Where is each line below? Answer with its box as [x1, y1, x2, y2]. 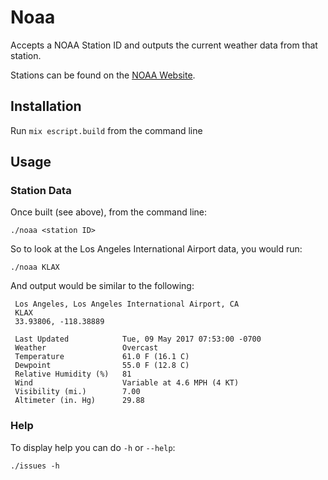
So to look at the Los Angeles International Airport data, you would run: [10, 243, 303, 255]
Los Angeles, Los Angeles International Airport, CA [14, 299, 240, 310]
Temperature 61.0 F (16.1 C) [14, 352, 190, 362]
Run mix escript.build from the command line [10, 124, 203, 136]
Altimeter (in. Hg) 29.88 [14, 396, 145, 406]
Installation [10, 98, 82, 115]
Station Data [10, 184, 72, 198]
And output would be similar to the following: [10, 280, 195, 292]
